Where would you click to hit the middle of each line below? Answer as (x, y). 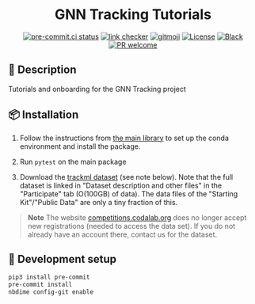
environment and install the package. (80, 146)
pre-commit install (40, 285)
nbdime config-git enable (51, 292)
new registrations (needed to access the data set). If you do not (131, 226)
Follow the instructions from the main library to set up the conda (124, 138)
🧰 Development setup (63, 259)
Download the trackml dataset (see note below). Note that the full (126, 177)
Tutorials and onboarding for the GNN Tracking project (97, 89)
